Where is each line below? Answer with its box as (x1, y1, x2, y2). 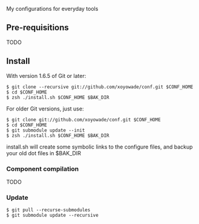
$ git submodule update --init (6, 127, 85, 133)
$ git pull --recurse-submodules (6, 207, 91, 213)
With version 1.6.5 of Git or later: (6, 72, 86, 79)
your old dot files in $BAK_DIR (6, 149, 82, 156)
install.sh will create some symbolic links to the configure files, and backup (6, 143, 193, 150)
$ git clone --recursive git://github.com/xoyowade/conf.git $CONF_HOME (6, 84, 194, 90)
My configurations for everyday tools (6, 5, 99, 12)
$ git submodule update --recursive (6, 213, 99, 219)
